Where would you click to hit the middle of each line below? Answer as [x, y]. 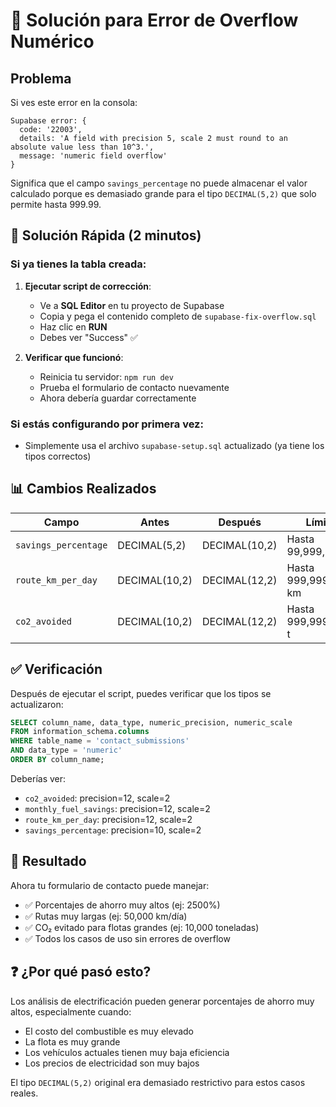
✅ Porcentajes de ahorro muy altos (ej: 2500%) [122, 905]
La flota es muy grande [72, 1041]
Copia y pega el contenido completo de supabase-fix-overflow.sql [178, 316]
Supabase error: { [48, 121]
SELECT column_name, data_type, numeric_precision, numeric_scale [151, 722]
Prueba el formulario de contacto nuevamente [134, 387]
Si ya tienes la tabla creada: [78, 264]
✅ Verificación [56, 669]
